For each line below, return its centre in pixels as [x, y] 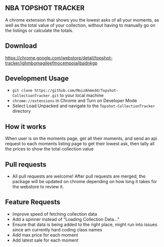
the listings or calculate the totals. [39, 30]
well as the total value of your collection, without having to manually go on [80, 25]
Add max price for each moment [45, 235]
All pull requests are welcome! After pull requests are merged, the [79, 176]
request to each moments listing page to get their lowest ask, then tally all [80, 144]
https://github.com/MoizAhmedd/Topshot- [76, 91]
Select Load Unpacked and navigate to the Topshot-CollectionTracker [83, 106]
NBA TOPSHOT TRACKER [45, 8]
